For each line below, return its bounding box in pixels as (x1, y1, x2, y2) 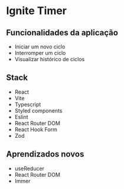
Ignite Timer (6, 4, 67, 18)
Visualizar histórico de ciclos (14, 56, 85, 62)
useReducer (14, 165, 44, 172)
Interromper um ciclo (14, 49, 66, 57)
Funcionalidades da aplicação (6, 28, 118, 38)
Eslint (14, 113, 28, 120)
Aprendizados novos (6, 149, 84, 160)
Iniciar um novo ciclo (14, 43, 66, 50)
